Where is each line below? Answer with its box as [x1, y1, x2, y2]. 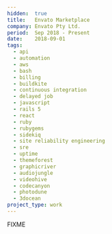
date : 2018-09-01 [7, 36, 66, 43]
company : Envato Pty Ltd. [7, 23, 81, 30]
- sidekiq [13, 131, 41, 138]
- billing [13, 73, 41, 81]
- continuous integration [13, 86, 87, 93]
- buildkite [13, 80, 48, 87]
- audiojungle [13, 169, 53, 176]
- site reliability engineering [13, 138, 106, 145]
